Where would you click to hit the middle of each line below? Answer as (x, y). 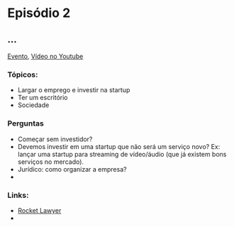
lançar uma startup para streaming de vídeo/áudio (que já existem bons (122, 154)
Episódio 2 (39, 13)
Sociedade (33, 105)
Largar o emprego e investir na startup (74, 90)
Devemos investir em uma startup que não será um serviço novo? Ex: (119, 146)
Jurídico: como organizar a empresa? (72, 169)
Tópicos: (23, 74)
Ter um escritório (43, 98)
